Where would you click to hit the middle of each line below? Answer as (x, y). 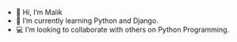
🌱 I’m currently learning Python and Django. (87, 21)
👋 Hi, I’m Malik (39, 12)
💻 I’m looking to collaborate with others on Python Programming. (122, 29)
